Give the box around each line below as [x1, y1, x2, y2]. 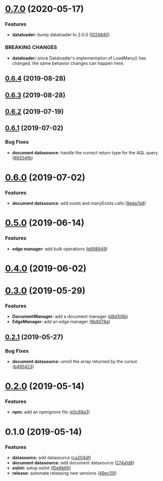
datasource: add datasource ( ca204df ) [12, 454, 91, 461]
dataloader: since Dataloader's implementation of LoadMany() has [12, 55, 146, 61]
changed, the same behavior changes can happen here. [12, 60, 125, 66]
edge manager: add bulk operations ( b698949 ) [12, 246, 108, 252]
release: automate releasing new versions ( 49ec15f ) [12, 470, 117, 476]
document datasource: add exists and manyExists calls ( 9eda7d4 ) [12, 201, 146, 206]
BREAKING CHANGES [5, 44, 57, 51]
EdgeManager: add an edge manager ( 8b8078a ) [12, 319, 110, 325]
